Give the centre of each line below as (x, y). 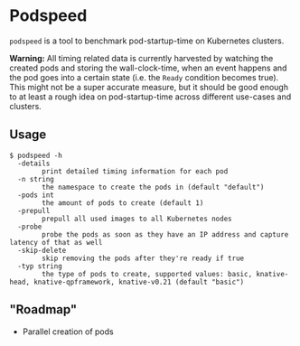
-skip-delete (42, 250)
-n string (36, 179)
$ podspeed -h (36, 155)
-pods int (36, 195)
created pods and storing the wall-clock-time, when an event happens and (148, 68)
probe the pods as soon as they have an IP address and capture (165, 234)
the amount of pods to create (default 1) (123, 203)
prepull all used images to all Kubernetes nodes (137, 219)
